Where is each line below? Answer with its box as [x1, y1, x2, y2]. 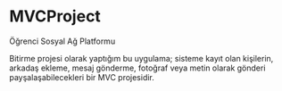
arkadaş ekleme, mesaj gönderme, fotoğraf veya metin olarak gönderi [9, 62, 266, 73]
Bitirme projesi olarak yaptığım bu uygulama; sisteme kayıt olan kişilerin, [9, 53, 274, 63]
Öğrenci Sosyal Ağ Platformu [9, 36, 116, 46]
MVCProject [9, 6, 101, 27]
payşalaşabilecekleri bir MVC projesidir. [9, 71, 154, 82]
